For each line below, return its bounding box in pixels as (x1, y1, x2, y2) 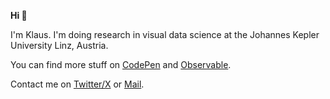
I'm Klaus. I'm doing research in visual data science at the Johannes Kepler (10, 29, 320, 40)
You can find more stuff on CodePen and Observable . (10, 59, 232, 70)
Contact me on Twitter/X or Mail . (10, 78, 145, 90)
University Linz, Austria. (10, 40, 109, 51)
